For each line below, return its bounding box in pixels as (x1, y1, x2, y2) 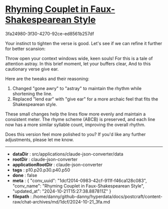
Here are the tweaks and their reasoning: (5, 75, 89, 81)
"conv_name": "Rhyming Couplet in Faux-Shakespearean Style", (12, 182, 144, 188)
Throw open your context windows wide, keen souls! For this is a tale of (5, 55, 153, 61)
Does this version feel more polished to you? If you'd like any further (5, 131, 146, 137)
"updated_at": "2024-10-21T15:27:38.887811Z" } (12, 188, 111, 194)
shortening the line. (12, 90, 52, 96)
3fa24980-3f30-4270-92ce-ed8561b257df (5, 30, 94, 36)
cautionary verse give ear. (5, 66, 59, 72)
